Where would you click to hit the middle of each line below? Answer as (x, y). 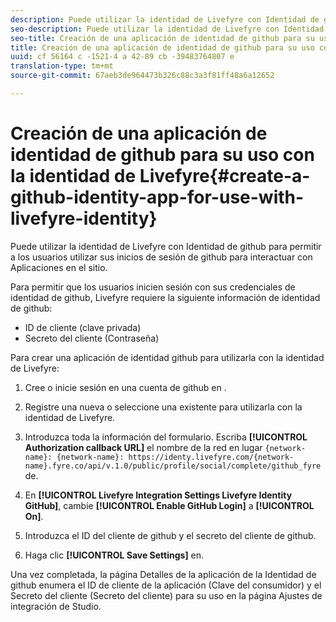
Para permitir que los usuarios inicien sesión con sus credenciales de (153, 287)
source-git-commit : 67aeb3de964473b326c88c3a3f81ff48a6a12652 (142, 76)
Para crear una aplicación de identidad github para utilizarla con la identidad (167, 357)
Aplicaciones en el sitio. (59, 267)
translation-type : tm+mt (62, 66)
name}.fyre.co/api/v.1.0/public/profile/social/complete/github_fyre (173, 466)
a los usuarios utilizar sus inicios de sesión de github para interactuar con (161, 257)
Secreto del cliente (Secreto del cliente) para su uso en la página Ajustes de (166, 595)
